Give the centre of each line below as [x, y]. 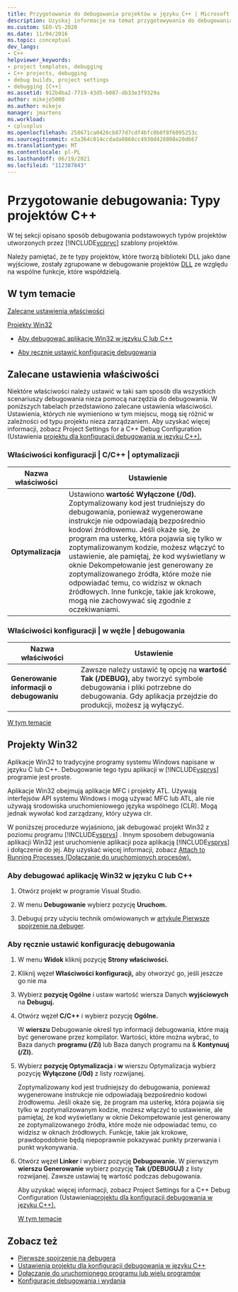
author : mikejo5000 [36, 100]
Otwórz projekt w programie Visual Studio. [79, 891]
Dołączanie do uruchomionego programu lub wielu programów [109, 1274]
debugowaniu [35, 696]
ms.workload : [27, 119]
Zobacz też [33, 1241]
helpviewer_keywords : [39, 60]
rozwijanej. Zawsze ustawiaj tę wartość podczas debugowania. [109, 1176]
